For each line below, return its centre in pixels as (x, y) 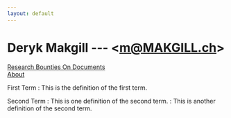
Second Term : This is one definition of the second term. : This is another (112, 101)
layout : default (31, 13)
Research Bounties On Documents (56, 67)
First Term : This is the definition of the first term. (77, 88)
